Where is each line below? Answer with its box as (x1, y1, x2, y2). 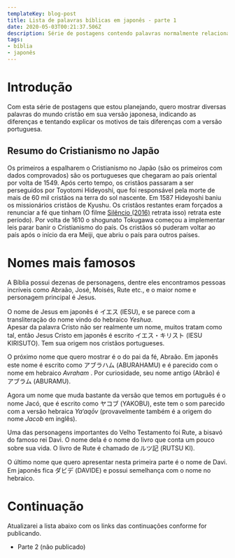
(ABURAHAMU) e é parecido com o (116, 361, 218, 369)
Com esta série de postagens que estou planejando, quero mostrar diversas (7, 102, 227, 110)
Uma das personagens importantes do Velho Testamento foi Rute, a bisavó (7, 428, 222, 436)
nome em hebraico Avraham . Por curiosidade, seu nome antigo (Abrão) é (7, 369, 220, 377)
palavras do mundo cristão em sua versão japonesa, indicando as (7, 110, 197, 118)
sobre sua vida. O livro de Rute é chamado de (7, 443, 138, 452)
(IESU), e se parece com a (120, 307, 196, 315)
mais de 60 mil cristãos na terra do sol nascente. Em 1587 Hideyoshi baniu (7, 193, 222, 201)
